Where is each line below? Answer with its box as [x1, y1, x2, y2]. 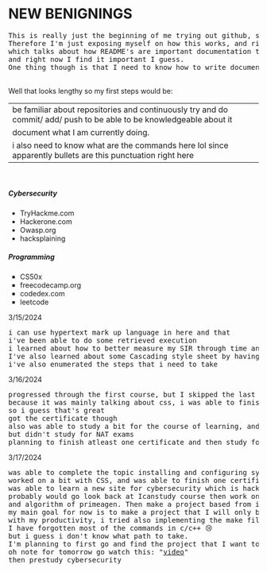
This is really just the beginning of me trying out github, [8, 31, 252, 40]
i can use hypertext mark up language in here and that [8, 327, 230, 337]
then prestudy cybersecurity [8, 555, 122, 564]
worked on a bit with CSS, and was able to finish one [8, 476, 226, 485]
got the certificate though [8, 414, 118, 423]
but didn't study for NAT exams [8, 430, 134, 439]
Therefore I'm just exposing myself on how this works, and [8, 39, 248, 48]
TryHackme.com [19, 208, 75, 218]
